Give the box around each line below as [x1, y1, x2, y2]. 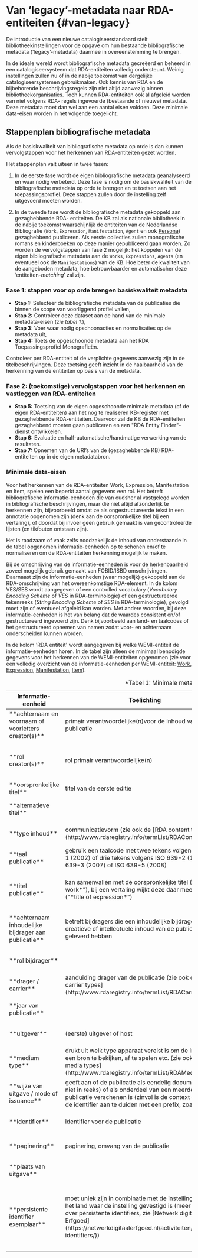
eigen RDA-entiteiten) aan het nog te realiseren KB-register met [14, 409, 169, 417]
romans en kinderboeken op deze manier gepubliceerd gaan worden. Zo [14, 240, 191, 247]
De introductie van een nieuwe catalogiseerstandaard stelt [6, 35, 148, 43]
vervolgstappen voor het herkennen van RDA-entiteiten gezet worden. [6, 149, 177, 156]
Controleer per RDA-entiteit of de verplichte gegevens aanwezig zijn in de [6, 355, 185, 362]
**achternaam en [9, 710, 59, 718]
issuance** [9, 1097, 42, 1105]
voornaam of [9, 717, 45, 725]
